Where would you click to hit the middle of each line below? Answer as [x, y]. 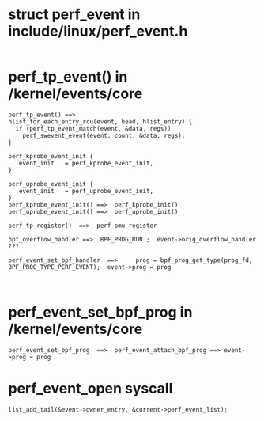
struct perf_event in [74, 15]
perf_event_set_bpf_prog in [100, 312]
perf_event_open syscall [91, 389]
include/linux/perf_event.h [98, 31]
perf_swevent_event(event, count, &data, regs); [104, 135]
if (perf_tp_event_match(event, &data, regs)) [93, 128]
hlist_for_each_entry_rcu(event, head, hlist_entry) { [100, 121]
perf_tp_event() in [68, 77]
